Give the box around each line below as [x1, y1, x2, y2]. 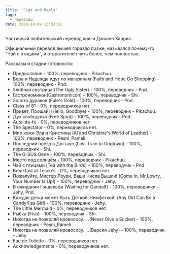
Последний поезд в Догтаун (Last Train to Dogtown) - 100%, [12, 141, 143, 147]
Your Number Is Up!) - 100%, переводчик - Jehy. [12, 178, 117, 184]
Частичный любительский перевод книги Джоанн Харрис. [5, 36, 133, 42]
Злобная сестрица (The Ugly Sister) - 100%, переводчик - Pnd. [12, 87, 148, 93]
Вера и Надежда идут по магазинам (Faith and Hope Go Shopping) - [12, 76, 159, 82]
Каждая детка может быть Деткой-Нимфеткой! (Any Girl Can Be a [12, 195, 156, 201]
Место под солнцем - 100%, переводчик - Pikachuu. [12, 157, 126, 163]
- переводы [10, 17, 33, 22]
